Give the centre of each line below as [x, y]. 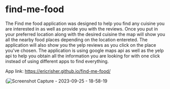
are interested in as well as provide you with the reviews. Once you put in [82, 28]
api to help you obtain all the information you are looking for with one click [83, 56]
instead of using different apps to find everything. [57, 61]
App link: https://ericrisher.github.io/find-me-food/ [58, 71]
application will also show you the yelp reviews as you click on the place [81, 45]
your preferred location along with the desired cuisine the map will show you [85, 34]
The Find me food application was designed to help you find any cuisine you [85, 23]
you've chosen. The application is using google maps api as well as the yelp [84, 50]
